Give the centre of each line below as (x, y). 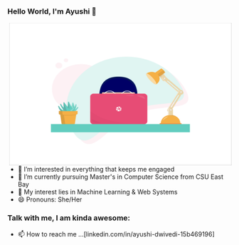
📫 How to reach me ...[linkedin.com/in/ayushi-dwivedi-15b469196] (116, 234)
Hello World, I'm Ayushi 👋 (52, 11)
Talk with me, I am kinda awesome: (69, 218)
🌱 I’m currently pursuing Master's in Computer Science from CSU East (121, 177)
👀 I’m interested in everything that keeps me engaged (96, 170)
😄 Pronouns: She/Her (50, 199)
